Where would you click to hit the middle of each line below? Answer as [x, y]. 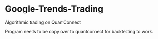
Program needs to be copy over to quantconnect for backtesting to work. [79, 31]
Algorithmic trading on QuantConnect [43, 22]
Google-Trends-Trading [54, 9]
